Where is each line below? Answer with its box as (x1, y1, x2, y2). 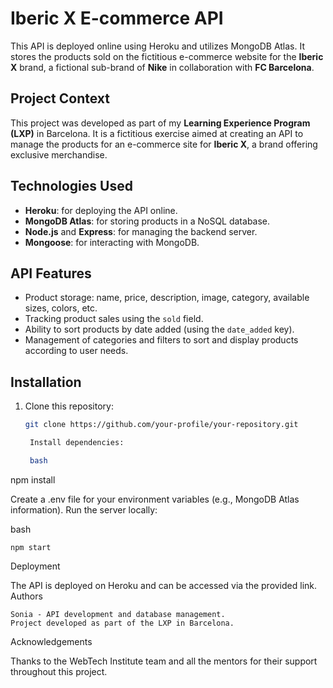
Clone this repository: (24, 400, 114, 412)
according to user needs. (24, 345, 129, 357)
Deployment (10, 560, 61, 572)
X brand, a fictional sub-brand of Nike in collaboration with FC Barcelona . (10, 61, 315, 73)
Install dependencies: (29, 438, 125, 448)
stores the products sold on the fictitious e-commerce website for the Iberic (10, 50, 324, 62)
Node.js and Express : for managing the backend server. (24, 225, 258, 237)
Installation (10, 373, 82, 391)
